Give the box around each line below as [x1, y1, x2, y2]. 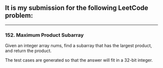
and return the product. [5, 48, 52, 54]
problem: [5, 12, 33, 20]
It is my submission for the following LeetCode [5, 4, 148, 12]
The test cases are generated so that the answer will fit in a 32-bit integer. [5, 57, 153, 63]
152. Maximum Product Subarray [5, 32, 84, 38]
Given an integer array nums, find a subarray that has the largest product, [5, 43, 152, 49]
